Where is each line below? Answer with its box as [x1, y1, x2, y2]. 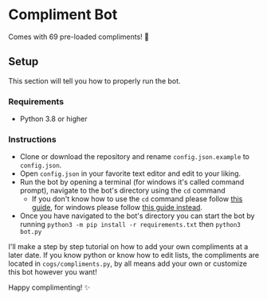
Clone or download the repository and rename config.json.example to [19, 152, 249, 162]
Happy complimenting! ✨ [8, 282, 90, 292]
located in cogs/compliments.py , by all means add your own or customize [8, 259, 247, 268]
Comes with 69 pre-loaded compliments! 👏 [8, 32, 150, 41]
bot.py [19, 228, 42, 236]
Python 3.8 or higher [19, 114, 88, 124]
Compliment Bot [8, 6, 118, 24]
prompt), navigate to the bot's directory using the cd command [19, 185, 226, 196]
